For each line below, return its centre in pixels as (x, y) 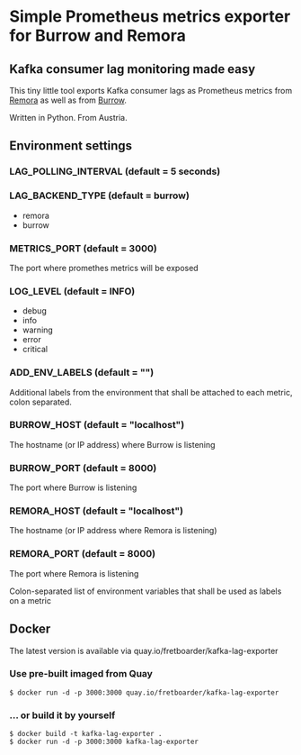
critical (35, 350)
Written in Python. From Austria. (68, 118)
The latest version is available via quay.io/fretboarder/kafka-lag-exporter (144, 650)
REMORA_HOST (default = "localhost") (97, 511)
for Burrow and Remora (97, 36)
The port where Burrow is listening (73, 487)
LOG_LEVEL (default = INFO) (72, 291)
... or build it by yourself (62, 715)
